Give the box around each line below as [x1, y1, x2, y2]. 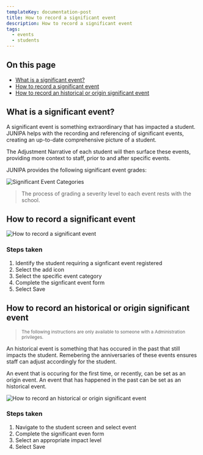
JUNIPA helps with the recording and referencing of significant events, [6, 129, 185, 137]
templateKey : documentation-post [6, 9, 92, 15]
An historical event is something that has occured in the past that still [6, 344, 180, 352]
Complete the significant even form [15, 430, 105, 437]
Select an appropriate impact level [15, 436, 102, 443]
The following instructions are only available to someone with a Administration [21, 329, 185, 335]
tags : [6, 26, 20, 32]
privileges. [21, 334, 44, 340]
